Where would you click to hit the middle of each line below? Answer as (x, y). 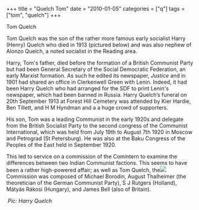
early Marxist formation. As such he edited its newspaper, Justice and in (96, 76)
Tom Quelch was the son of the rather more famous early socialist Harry (96, 38)
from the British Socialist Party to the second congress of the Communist (97, 125)
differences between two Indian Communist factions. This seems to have (97, 163)
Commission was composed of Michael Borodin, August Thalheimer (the (96, 176)
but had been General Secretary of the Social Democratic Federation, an (96, 69)
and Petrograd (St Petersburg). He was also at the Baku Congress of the (96, 138)
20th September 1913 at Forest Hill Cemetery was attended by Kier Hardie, (99, 101)
